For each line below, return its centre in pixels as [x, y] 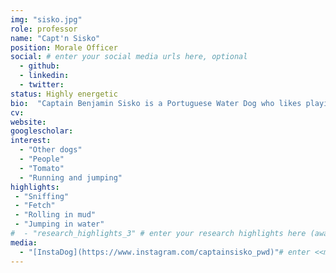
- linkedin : [44, 76]
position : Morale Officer [64, 47]
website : [28, 122]
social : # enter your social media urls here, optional [129, 57]
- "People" [42, 159]
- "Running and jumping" [71, 177]
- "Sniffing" [42, 196]
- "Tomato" [42, 168]
